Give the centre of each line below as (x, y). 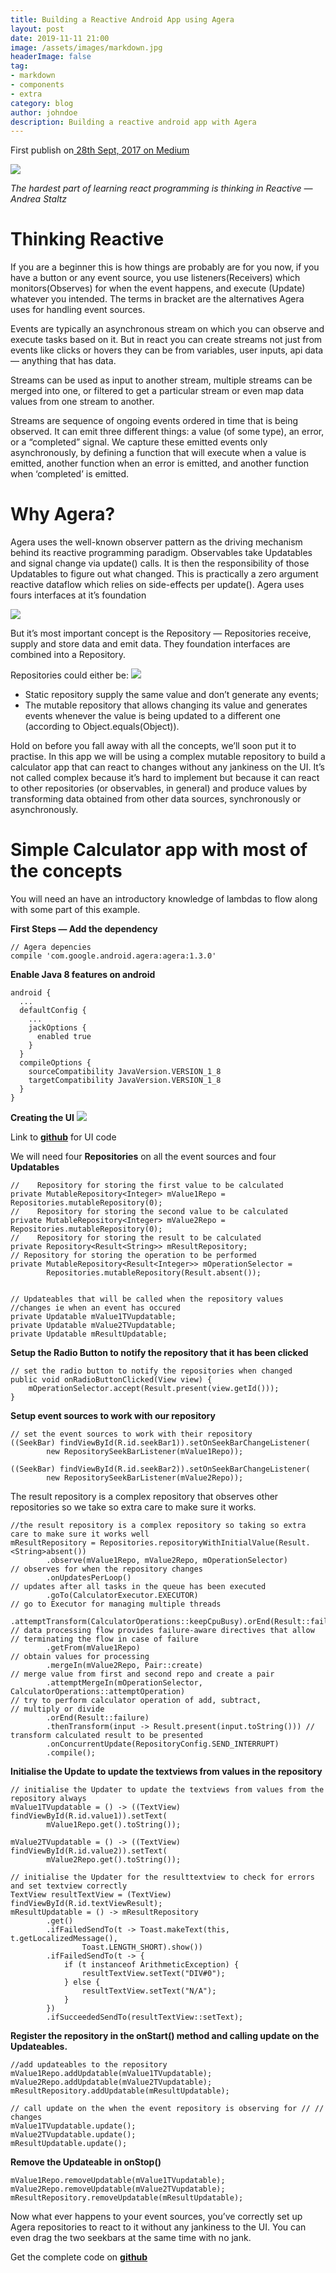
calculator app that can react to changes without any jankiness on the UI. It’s (167, 767)
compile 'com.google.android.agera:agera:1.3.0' (113, 956)
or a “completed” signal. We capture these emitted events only (139, 442)
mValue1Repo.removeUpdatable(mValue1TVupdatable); (118, 2181)
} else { (82, 1982)
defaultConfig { (53, 1011)
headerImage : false (51, 57)
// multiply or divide (57, 1709)
